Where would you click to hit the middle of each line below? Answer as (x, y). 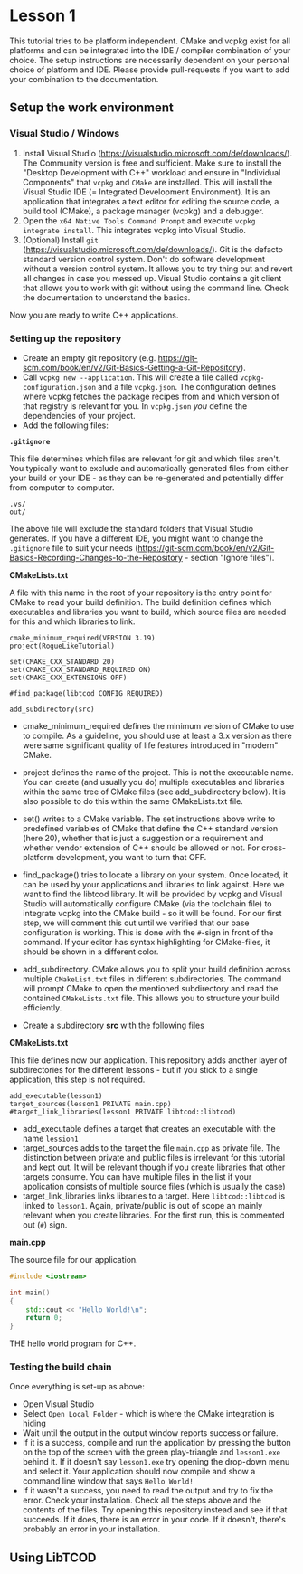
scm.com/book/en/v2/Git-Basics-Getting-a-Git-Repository (132, 367)
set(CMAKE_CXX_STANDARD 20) (62, 661)
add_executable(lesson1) (56, 1095)
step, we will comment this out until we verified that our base (136, 923)
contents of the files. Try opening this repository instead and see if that (155, 1510)
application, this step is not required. (77, 1079)
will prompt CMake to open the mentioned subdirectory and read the (150, 988)
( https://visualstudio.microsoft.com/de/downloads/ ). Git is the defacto (152, 249)
